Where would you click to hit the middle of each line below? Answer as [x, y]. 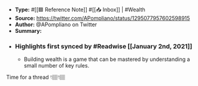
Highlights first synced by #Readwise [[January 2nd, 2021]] [103, 46]
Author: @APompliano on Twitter [56, 24]
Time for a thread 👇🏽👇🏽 [36, 77]
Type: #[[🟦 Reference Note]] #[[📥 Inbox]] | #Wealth [80, 10]
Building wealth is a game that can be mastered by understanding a [107, 59]
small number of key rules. [57, 66]
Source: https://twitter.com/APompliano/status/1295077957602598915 [102, 18]
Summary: [28, 31]
